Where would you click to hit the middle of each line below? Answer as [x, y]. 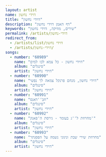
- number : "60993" [29, 132]
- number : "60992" [29, 114]
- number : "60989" [29, 57]
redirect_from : [21, 38]
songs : [12, 52]
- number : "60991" [29, 95]
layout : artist [21, 10]
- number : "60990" [29, 76]
